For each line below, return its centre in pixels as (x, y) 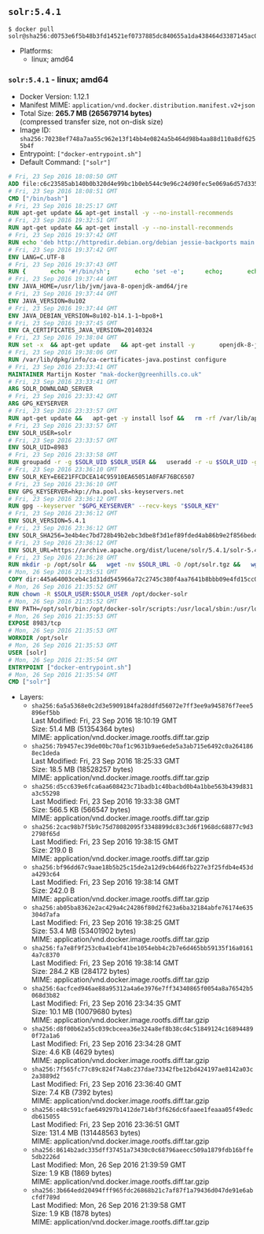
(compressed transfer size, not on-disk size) (91, 122)
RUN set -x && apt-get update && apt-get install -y (101, 345)
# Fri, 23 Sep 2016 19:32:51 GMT (63, 221)
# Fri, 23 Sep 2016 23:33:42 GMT (63, 396)
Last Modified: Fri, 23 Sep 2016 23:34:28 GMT (106, 1044)
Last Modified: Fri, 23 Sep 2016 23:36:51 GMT (106, 1124)
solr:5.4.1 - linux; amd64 (58, 80)
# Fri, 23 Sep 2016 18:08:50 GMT (63, 177)
